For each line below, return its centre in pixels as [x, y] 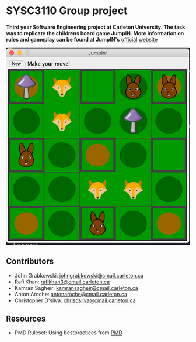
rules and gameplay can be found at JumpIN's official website [82, 39]
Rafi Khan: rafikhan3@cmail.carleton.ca [62, 282]
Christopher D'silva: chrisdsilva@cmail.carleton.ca [75, 300]
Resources [26, 318]
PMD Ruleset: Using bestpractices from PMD [68, 333]
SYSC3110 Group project [67, 11]
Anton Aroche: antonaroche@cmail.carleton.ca [71, 294]
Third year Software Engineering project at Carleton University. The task [96, 27]
